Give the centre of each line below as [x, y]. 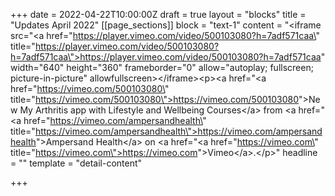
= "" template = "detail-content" [76, 163]
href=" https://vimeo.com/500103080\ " [90, 88]
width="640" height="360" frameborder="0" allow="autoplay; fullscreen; [162, 67]
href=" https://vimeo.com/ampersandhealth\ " [115, 120]
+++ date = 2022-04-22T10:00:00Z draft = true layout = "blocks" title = [158, 14]
